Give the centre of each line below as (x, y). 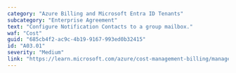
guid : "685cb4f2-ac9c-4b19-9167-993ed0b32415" (77, 40)
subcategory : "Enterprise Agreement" (63, 20)
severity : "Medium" (36, 53)
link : (15, 59)
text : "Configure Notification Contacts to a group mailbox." (100, 26)
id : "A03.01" (26, 46)
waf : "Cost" (25, 33)
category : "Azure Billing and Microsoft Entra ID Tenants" (96, 14)
